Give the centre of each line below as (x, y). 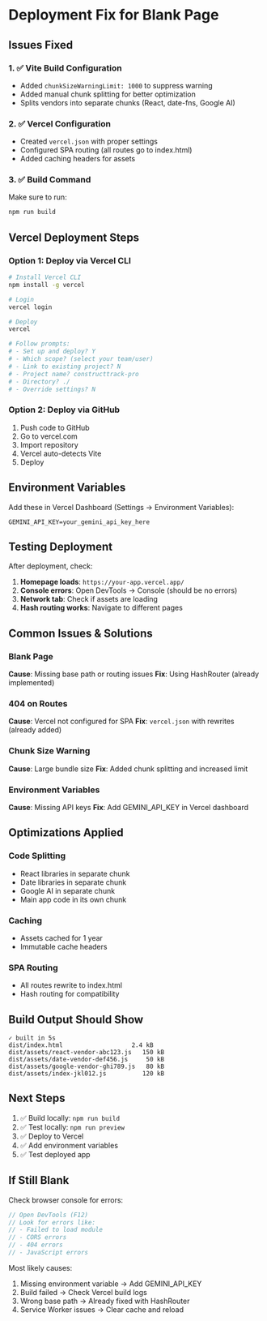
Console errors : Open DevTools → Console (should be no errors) (129, 590)
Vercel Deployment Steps (74, 237)
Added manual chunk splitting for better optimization (108, 94)
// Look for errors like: (52, 1222)
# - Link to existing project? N (65, 367)
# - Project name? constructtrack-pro (74, 374)
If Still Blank (39, 1180)
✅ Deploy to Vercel (52, 1136)
